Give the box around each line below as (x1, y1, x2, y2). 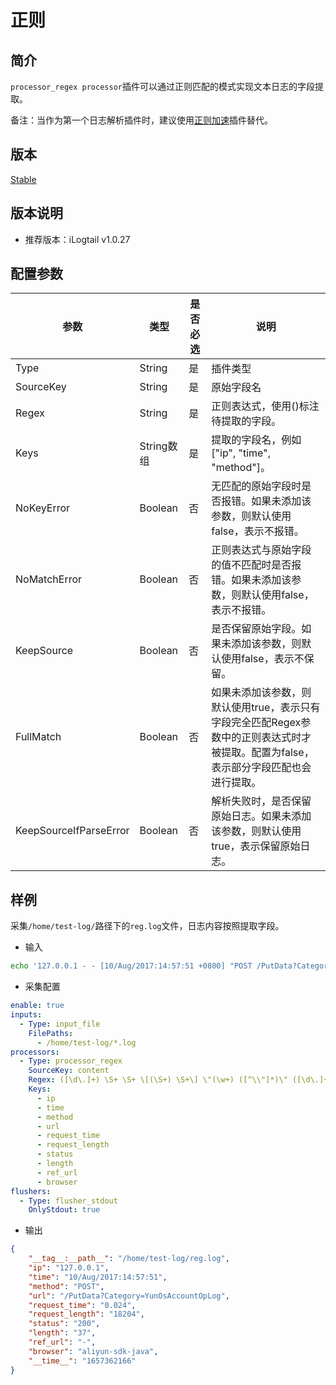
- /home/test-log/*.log (36, 1037, 137, 1048)
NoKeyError (15, 501, 71, 515)
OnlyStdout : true (28, 1205, 101, 1215)
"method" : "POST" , (28, 1281, 105, 1291)
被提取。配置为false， (211, 746, 315, 760)
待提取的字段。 (211, 414, 282, 428)
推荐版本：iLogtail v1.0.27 (24, 233, 131, 245)
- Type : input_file (19, 1019, 101, 1029)
